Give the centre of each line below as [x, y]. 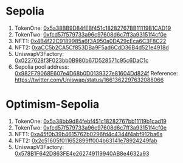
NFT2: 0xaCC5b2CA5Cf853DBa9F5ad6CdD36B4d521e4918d [92, 47]
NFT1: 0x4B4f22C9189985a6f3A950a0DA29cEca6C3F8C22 [90, 41]
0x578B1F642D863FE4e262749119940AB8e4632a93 [82, 153]
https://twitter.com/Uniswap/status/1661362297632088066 [89, 80]
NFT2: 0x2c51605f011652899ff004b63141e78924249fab [86, 140]
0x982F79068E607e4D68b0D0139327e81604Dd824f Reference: [96, 73]
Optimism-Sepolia [53, 104]
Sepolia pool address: [42, 67]
